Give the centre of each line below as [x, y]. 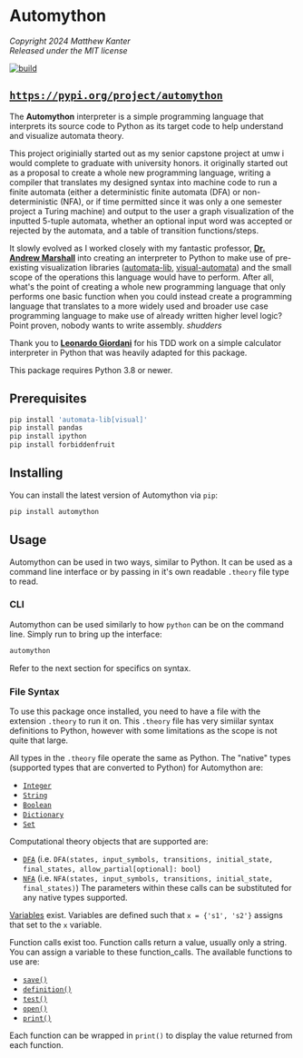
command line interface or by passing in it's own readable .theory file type [149, 571]
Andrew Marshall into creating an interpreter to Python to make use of [142, 257]
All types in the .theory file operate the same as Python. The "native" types [150, 758]
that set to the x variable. [56, 925]
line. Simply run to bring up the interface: [86, 634]
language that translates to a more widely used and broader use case [139, 306]
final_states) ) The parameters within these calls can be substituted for [157, 888]
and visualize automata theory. [67, 135]
